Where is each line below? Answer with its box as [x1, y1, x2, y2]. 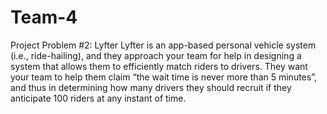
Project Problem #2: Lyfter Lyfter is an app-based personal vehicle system [10, 39, 317, 51]
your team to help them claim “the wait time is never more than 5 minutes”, [10, 71, 317, 83]
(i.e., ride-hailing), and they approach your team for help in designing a [10, 49, 302, 61]
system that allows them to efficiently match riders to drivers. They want [10, 60, 308, 72]
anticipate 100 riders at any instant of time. [10, 92, 187, 104]
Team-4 [10, 6, 78, 29]
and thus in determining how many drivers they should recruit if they [10, 81, 292, 93]
